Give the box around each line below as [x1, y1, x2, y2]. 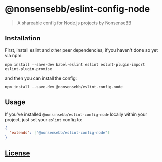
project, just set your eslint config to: [5, 116, 83, 122]
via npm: [5, 52, 23, 58]
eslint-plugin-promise [5, 66, 52, 71]
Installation [5, 34, 41, 42]
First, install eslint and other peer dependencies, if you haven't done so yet [5, 47, 158, 53]
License [5, 149, 30, 157]
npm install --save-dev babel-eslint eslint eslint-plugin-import [5, 62, 145, 67]
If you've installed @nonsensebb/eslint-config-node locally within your [5, 111, 148, 117]
